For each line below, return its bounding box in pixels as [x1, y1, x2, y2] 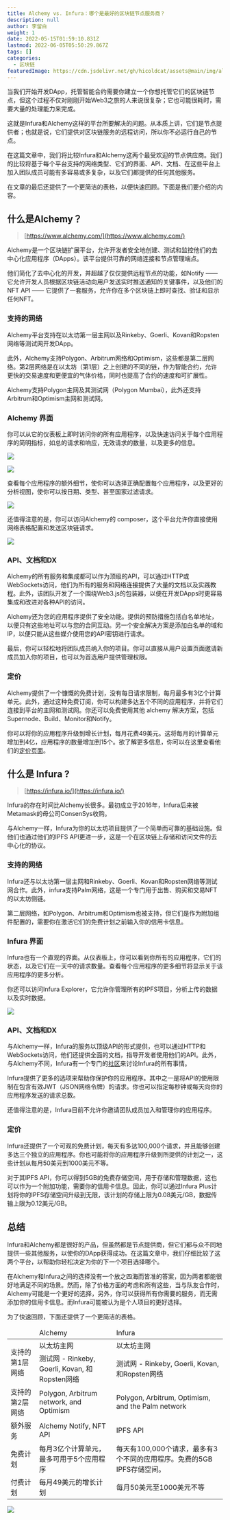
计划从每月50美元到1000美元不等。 [12, 1159, 113, 1167]
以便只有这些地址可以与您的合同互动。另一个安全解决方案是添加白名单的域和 [7, 621, 223, 629]
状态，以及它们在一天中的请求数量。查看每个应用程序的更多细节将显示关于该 [7, 962, 223, 970]
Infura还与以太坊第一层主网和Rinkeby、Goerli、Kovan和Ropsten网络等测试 [7, 877, 218, 885]
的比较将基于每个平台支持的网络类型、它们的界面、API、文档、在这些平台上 [7, 159, 221, 168]
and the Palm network [116, 1402, 187, 1411]
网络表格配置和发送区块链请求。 [7, 523, 97, 532]
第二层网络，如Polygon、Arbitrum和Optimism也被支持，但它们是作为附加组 [7, 909, 220, 917]
